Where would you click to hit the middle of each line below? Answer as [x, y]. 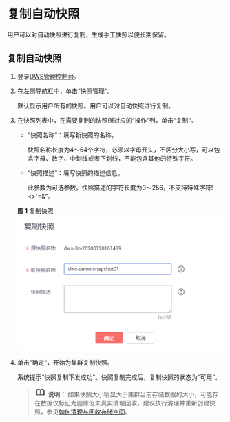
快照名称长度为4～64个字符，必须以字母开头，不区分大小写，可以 [121, 150]
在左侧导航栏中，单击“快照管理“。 [65, 91]
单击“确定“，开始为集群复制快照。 [65, 363]
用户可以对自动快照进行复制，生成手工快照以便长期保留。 [88, 34]
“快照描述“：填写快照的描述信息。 [75, 172]
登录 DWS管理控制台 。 [49, 76]
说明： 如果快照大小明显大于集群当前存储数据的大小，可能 [130, 394]
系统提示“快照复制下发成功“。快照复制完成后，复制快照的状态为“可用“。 [119, 377]
